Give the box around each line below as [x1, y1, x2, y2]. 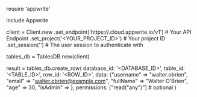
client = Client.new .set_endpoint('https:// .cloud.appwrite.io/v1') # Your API [6, 28, 192, 36]
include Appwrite [6, 17, 49, 23]
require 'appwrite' [6, 5, 51, 12]
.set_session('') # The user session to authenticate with [6, 42, 143, 48]
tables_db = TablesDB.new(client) [6, 53, 90, 60]
